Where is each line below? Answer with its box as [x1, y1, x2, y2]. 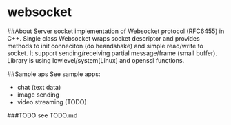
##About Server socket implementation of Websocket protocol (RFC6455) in [7, 27, 225, 35]
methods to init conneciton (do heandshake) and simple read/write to [7, 41, 203, 50]
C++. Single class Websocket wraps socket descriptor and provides [7, 34, 200, 42]
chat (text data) [17, 83, 61, 91]
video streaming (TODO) [17, 97, 88, 106]
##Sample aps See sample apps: [7, 70, 101, 78]
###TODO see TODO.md [7, 111, 78, 119]
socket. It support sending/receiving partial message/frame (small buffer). [7, 49, 217, 57]
